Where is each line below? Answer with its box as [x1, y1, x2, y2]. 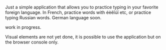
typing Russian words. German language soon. [5, 15, 101, 20]
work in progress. [5, 24, 41, 30]
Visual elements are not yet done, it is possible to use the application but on [5, 34, 161, 40]
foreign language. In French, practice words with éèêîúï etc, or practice [5, 9, 151, 15]
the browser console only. [5, 39, 59, 45]
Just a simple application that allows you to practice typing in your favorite [5, 4, 158, 10]
